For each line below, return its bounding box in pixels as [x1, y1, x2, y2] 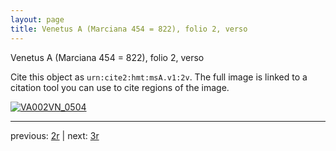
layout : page [10, 14, 65, 25]
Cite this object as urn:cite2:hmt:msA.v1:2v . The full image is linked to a [10, 71, 308, 83]
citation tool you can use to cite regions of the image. [10, 81, 230, 93]
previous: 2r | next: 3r [10, 129, 100, 141]
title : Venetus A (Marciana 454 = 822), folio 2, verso [10, 24, 248, 34]
